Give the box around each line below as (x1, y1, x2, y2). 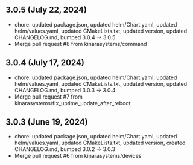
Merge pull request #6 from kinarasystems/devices (14, 152, 142, 160)
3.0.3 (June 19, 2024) (5, 117, 88, 128)
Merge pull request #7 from (14, 93, 83, 100)
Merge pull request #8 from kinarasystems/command (14, 40, 147, 47)
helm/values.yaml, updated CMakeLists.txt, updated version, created (14, 139, 186, 147)
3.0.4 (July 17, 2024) (5, 57, 85, 68)
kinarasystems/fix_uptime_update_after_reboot (14, 99, 131, 106)
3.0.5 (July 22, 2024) (5, 5, 87, 15)
